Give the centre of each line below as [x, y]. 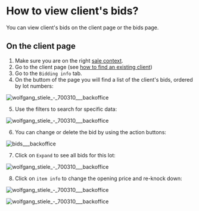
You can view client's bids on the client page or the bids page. [83, 27]
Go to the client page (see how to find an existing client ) [84, 67]
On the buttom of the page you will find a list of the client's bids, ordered [104, 79]
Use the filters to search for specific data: [66, 109]
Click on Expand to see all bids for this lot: [65, 155]
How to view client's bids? [72, 11]
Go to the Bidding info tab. [48, 73]
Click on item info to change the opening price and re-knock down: [99, 178]
